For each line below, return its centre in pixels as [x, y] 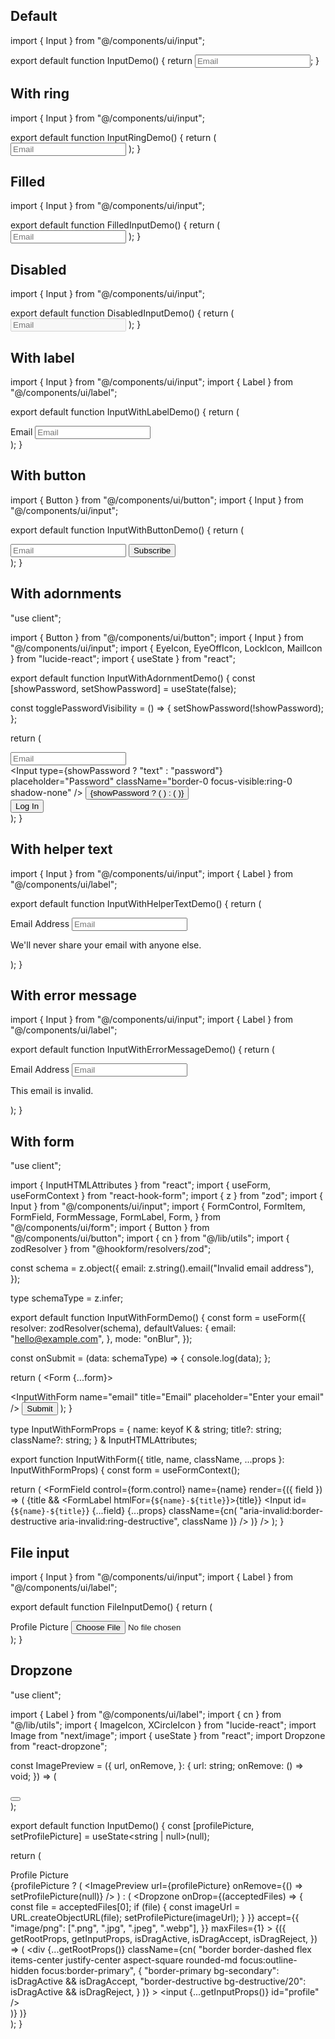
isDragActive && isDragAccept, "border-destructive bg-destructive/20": [158, 1981]
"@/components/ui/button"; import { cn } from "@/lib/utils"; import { [150, 1238]
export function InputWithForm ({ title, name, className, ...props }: [147, 1460]
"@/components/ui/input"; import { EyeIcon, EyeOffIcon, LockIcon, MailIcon [166, 648]
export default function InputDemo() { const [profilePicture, [132, 1825]
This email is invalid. [52, 1091]
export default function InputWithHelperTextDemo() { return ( [136, 903]
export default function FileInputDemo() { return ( [111, 1606]
